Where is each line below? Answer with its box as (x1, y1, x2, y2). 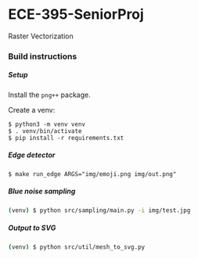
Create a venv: (8, 105, 56, 114)
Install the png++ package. (8, 90, 92, 99)
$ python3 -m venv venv (8, 120, 86, 128)
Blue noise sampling (8, 186, 76, 196)
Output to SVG (8, 223, 56, 232)
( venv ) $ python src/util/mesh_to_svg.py (8, 243, 146, 251)
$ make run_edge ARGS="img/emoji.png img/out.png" (8, 170, 177, 178)
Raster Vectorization (8, 31, 74, 41)
